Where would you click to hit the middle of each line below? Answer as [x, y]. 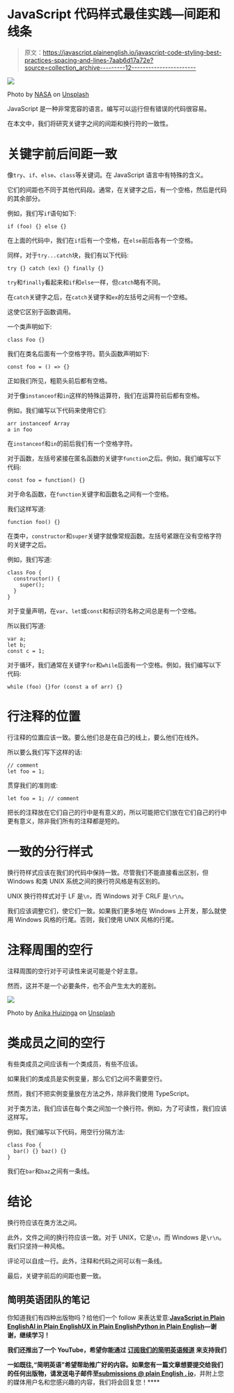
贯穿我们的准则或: [33, 785]
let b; [17, 645]
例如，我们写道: [30, 559]
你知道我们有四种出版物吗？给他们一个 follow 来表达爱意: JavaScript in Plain [116, 1318]
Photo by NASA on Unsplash [48, 94]
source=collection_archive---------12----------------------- [110, 68]
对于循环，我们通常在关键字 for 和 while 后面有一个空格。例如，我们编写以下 [114, 665]
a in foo [20, 430]
